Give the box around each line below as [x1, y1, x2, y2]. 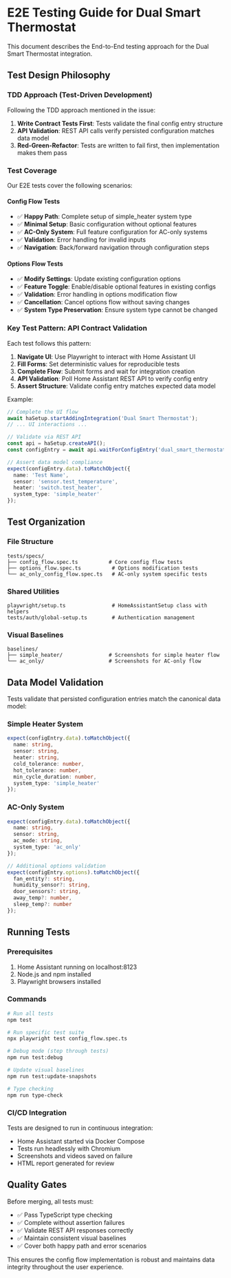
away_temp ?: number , [13, 894, 72, 901]
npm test [7, 1016, 32, 1023]
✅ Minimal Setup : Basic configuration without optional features [16, 220, 197, 229]
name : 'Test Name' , [13, 472, 69, 479]
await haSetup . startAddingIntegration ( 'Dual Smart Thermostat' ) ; [7, 415, 198, 421]
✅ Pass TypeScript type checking [16, 1211, 113, 1219]
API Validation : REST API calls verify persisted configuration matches [16, 126, 214, 135]
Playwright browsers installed [16, 977, 101, 985]
